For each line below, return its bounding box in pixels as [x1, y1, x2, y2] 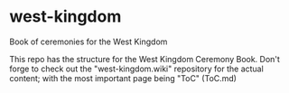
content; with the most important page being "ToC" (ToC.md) [9, 72, 238, 83]
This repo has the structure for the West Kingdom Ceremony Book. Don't [9, 53, 280, 64]
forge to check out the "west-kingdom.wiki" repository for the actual [9, 63, 264, 74]
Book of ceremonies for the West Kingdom [9, 36, 168, 47]
